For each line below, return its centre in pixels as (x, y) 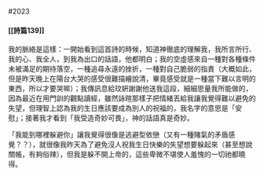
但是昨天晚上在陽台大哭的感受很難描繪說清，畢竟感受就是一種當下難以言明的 (132, 79)
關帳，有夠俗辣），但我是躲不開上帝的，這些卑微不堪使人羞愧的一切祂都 (123, 154)
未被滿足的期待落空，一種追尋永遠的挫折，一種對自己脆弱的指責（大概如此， (132, 69)
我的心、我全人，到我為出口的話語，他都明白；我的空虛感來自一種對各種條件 (132, 59)
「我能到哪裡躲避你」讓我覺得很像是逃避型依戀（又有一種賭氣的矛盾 (118, 135)
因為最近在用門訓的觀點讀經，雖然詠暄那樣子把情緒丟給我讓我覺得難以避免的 (132, 98)
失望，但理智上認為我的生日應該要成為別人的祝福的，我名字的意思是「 (122, 108)
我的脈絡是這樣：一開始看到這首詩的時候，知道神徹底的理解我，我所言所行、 (132, 49)
